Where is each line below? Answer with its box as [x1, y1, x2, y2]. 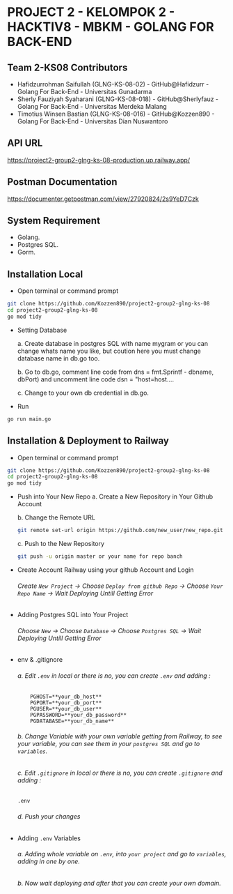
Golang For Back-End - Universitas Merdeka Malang [17, 103, 167, 110]
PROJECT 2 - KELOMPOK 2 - [7, 4, 175, 20]
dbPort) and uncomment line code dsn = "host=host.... [17, 374, 175, 384]
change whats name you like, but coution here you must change [17, 347, 202, 355]
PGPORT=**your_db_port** [30, 699, 102, 706]
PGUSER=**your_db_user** [30, 705, 102, 712]
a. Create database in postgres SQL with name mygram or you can [17, 339, 209, 347]
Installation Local [7, 268, 83, 280]
